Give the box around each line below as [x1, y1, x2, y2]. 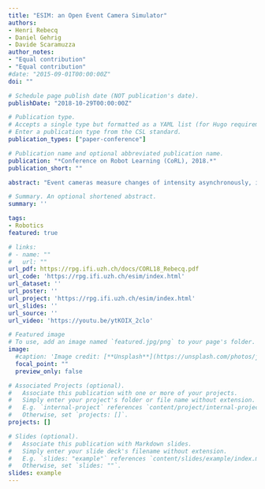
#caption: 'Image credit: [15, 353, 101, 360]
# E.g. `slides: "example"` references [8, 454, 147, 462]
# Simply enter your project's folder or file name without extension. [8, 396, 256, 405]
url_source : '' [8, 309, 58, 317]
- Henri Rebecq [8, 26, 58, 34]
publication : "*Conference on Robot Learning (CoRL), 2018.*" [8, 157, 217, 165]
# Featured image [8, 330, 65, 339]
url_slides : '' [8, 301, 58, 310]
